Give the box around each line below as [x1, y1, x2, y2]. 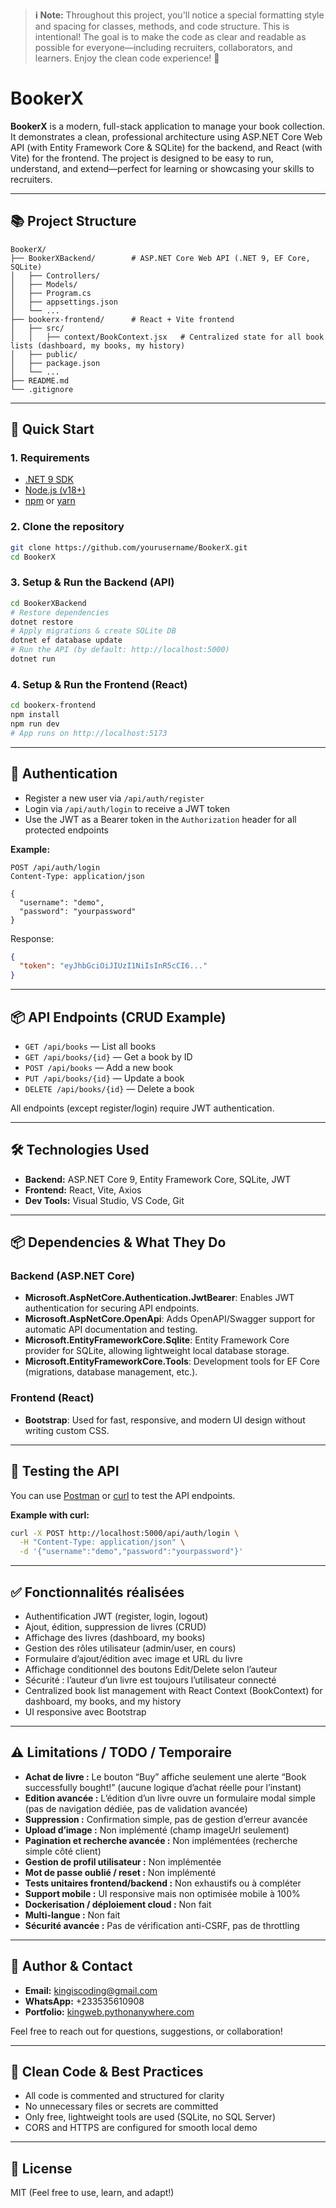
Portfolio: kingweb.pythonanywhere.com [24, 2005, 195, 2018]
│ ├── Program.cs [10, 288, 92, 298]
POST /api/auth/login [10, 862, 101, 873]
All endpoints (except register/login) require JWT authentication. [10, 1102, 275, 1114]
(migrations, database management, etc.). [24, 1366, 198, 1378]
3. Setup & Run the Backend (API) [10, 575, 175, 589]
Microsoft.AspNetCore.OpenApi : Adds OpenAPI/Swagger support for [24, 1313, 316, 1325]
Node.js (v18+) [24, 484, 86, 496]
